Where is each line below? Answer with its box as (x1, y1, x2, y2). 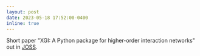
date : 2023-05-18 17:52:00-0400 (6, 15, 88, 21)
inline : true (6, 20, 40, 26)
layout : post (6, 9, 40, 15)
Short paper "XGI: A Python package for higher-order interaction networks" (6, 37, 196, 44)
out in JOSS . (6, 43, 38, 51)
